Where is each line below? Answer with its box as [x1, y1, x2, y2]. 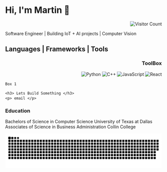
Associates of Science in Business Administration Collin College [5, 124, 136, 130]
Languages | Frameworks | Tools [5, 45, 108, 54]
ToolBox [141, 60, 162, 67]
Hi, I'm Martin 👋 [5, 4, 70, 16]
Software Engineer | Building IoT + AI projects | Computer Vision [5, 30, 137, 36]
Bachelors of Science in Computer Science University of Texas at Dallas [5, 118, 153, 124]
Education [5, 107, 31, 114]
